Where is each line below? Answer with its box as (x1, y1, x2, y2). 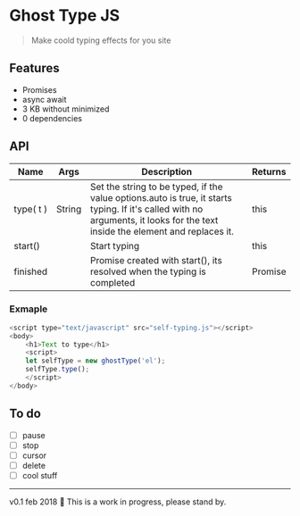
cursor (21, 450, 47, 461)
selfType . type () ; (25, 365, 90, 374)
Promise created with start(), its (89, 254, 223, 266)
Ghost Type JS (9, 5, 121, 26)
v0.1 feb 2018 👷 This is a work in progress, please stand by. (9, 496, 227, 507)
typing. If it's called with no (89, 203, 204, 215)
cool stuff (21, 470, 58, 480)
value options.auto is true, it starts (89, 191, 232, 204)
